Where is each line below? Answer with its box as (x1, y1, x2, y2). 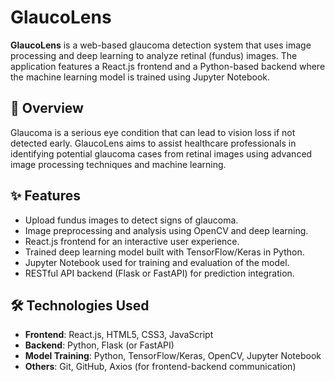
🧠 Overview (10, 100, 84, 117)
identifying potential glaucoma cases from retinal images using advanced (10, 147, 313, 160)
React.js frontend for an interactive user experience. (24, 235, 240, 247)
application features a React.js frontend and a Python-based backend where (10, 60, 326, 72)
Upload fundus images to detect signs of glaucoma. (24, 214, 239, 226)
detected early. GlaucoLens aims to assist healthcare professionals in (10, 137, 297, 149)
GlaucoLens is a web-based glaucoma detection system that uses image (10, 39, 312, 51)
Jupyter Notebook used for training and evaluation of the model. (24, 256, 290, 268)
